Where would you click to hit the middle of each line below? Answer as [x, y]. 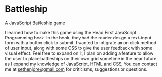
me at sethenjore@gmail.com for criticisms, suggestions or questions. [76, 69]
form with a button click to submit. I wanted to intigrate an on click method [81, 42]
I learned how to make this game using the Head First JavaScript [71, 32]
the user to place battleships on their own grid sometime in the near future [81, 58]
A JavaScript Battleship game [35, 23]
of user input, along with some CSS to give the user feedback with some [79, 48]
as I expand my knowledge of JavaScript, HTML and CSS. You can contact [81, 64]
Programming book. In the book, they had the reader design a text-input [78, 38]
